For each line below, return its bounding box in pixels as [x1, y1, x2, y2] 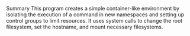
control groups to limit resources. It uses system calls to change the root [6, 17, 183, 24]
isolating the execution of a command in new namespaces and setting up [6, 11, 185, 18]
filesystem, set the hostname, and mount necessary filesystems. [6, 23, 163, 30]
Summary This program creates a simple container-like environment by [6, 5, 179, 12]
